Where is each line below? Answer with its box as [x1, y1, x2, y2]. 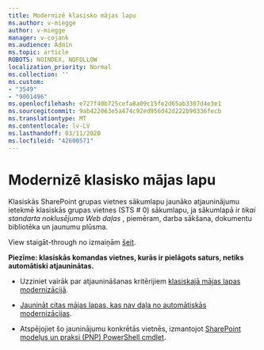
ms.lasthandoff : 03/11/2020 [8, 129, 101, 137]
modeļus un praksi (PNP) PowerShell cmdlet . [19, 333, 166, 342]
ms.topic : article [8, 48, 69, 56]
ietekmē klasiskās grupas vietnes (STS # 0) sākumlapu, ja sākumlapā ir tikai [8, 205, 256, 215]
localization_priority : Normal [8, 63, 112, 71]
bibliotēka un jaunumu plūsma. [8, 223, 109, 232]
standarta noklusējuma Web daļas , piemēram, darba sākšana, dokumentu [8, 214, 252, 223]
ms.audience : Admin [8, 41, 73, 49]
